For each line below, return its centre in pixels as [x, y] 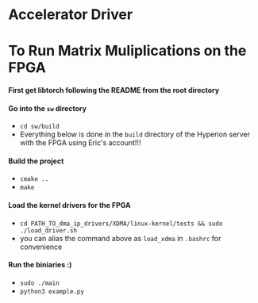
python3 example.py [52, 291]
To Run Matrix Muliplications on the [127, 51]
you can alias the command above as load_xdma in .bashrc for [120, 238]
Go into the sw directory [48, 108]
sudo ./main [39, 283]
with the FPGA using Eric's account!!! [80, 143]
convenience [41, 247]
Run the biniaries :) [40, 265]
